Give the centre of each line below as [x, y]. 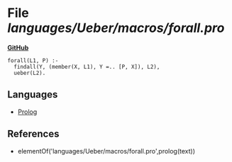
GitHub [18, 47]
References [33, 134]
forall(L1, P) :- [33, 60]
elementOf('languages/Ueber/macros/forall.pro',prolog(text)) [106, 151]
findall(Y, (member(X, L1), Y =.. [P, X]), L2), [87, 66]
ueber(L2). [30, 73]
